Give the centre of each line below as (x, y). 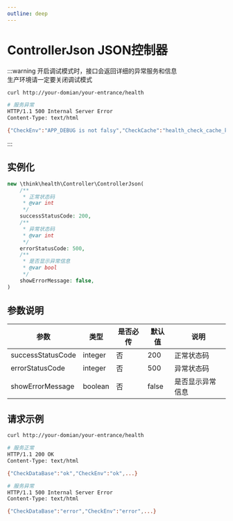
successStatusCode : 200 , (55, 216)
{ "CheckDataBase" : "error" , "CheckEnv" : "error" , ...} (82, 511)
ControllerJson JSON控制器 (88, 50)
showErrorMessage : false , (57, 281)
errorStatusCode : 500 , (52, 248)
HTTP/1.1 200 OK (31, 454)
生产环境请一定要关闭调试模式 (50, 79)
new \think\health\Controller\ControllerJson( (76, 184)
